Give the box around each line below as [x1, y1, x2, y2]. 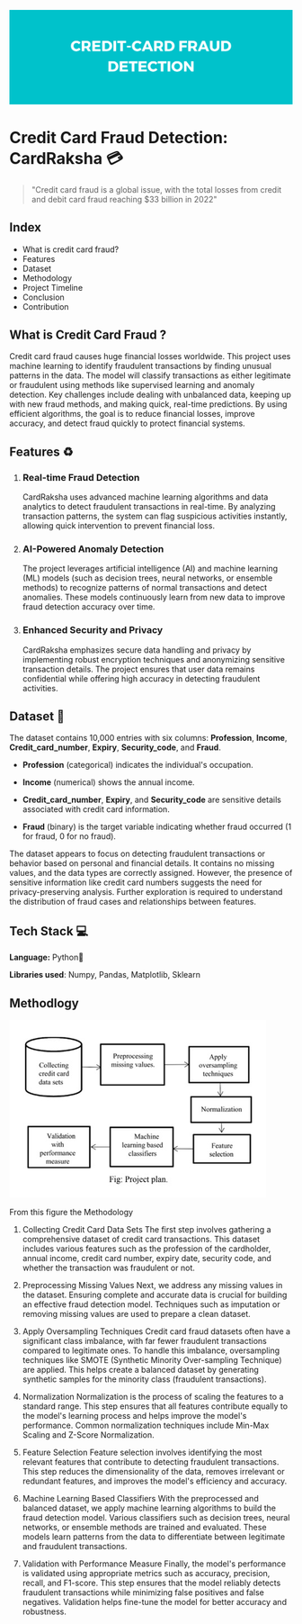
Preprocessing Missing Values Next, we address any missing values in [22, 1280, 283, 1291]
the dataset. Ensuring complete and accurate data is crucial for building [22, 1289, 288, 1301]
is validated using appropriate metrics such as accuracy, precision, [22, 1568, 271, 1579]
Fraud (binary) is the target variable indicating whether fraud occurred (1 [22, 821, 292, 833]
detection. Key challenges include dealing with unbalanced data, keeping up [9, 389, 292, 401]
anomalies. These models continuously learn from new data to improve [22, 591, 286, 603]
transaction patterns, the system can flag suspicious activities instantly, [22, 510, 288, 522]
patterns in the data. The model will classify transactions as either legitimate [9, 370, 291, 381]
